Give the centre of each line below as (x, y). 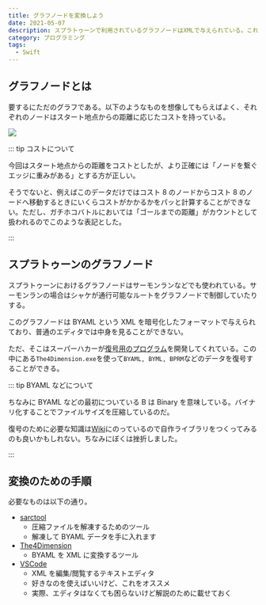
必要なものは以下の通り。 (50, 502)
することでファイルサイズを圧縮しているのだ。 (98, 412)
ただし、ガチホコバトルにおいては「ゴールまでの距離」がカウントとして (140, 211)
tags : (17, 45)
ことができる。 (39, 368)
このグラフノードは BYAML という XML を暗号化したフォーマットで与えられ (132, 322)
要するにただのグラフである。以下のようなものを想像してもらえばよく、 (126, 107)
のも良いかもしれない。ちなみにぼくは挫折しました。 (95, 438)
